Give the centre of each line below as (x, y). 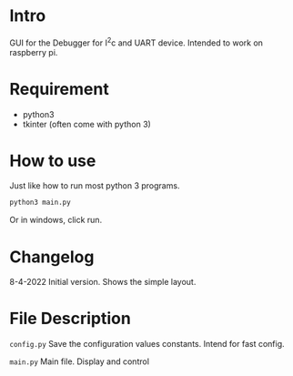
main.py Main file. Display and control (80, 361)
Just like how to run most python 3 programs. (95, 186)
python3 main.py (40, 203)
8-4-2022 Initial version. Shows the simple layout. (103, 282)
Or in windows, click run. (56, 220)
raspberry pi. (34, 52)
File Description (71, 319)
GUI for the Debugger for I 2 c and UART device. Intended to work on (136, 42)
